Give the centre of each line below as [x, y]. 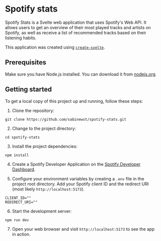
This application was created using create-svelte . [55, 47]
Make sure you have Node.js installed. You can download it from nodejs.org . [81, 74]
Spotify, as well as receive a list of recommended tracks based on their [76, 32]
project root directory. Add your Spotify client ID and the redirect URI [80, 184]
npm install [17, 155]
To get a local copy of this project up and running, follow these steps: [74, 101]
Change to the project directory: [44, 128]
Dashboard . [24, 169]
